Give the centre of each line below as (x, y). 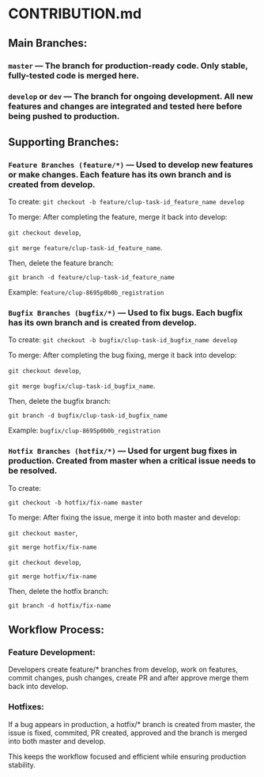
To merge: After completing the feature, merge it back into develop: (118, 217)
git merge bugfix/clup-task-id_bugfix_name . (82, 386)
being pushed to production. (64, 116)
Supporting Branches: (64, 142)
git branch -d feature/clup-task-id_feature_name (92, 278)
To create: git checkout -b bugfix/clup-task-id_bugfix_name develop (123, 340)
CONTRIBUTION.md (75, 14)
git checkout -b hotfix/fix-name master (76, 503)
